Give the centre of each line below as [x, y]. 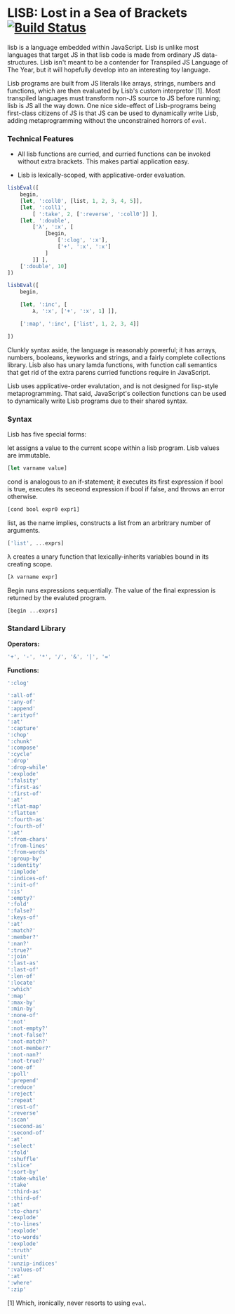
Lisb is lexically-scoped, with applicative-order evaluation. [101, 175]
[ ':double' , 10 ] [44, 266]
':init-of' [23, 885]
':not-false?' [28, 1035]
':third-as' [25, 1191]
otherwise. [23, 496]
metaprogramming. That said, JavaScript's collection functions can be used [117, 393]
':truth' [20, 1250]
